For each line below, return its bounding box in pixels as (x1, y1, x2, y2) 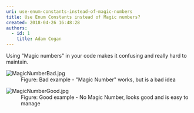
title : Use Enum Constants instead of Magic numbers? (6, 14, 141, 20)
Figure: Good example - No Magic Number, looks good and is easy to (21, 94, 189, 101)
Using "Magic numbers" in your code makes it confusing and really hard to (6, 52, 187, 59)
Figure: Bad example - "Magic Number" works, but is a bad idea (21, 76, 176, 83)
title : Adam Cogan (16, 36, 62, 42)
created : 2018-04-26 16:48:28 (6, 19, 81, 25)
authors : (6, 25, 28, 31)
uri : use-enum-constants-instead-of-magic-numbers (6, 8, 133, 15)
